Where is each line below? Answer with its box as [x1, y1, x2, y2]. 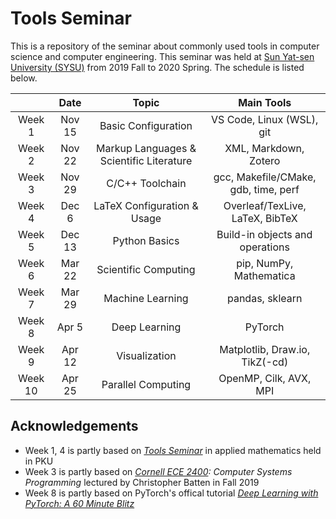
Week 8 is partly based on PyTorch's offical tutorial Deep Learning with [24, 487, 319, 499]
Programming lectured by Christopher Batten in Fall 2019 [24, 476, 260, 488]
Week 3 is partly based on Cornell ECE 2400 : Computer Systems [24, 465, 293, 477]
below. [10, 72, 38, 84]
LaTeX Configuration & [93, 198, 199, 212]
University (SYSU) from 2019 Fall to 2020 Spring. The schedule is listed [10, 61, 305, 73]
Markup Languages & [95, 141, 197, 155]
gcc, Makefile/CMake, [213, 170, 317, 184]
